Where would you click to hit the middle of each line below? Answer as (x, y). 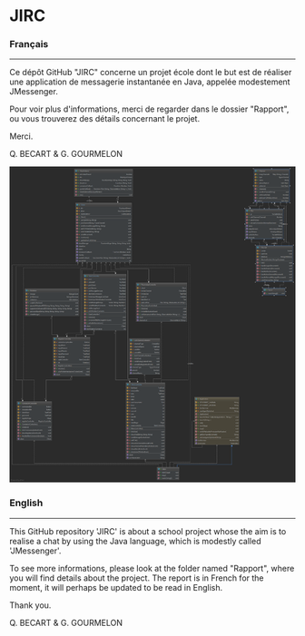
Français (29, 44)
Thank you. (30, 605)
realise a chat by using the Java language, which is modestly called (135, 541)
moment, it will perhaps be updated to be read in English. (116, 587)
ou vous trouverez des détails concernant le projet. (105, 119)
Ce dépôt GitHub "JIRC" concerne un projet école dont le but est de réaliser (151, 73)
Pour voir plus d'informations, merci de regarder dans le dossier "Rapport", (149, 109)
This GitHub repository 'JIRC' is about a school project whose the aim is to (148, 531)
